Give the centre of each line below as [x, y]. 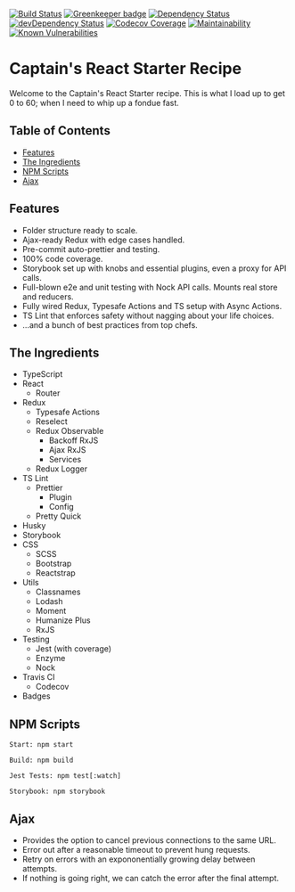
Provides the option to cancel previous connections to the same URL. [149, 840]
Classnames [58, 592]
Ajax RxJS [67, 450]
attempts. [40, 868]
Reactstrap [55, 573]
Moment [51, 611]
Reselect [52, 421]
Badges [36, 696]
